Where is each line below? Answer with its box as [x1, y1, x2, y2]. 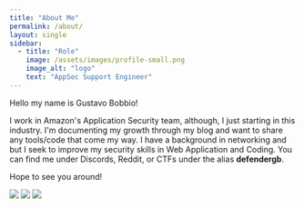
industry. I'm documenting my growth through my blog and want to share [9, 124, 284, 135]
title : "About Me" [9, 13, 79, 23]
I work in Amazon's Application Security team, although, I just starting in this [9, 114, 296, 125]
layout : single [9, 30, 67, 39]
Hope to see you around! [9, 171, 103, 182]
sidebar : [9, 38, 43, 48]
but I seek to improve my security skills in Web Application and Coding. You [9, 144, 293, 154]
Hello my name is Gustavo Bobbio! [9, 97, 138, 108]
